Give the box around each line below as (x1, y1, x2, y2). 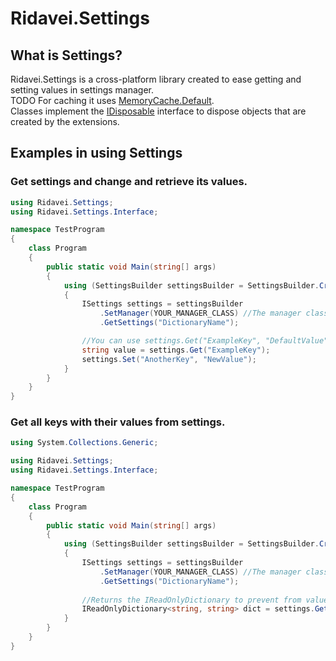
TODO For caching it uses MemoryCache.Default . (10, 95, 215, 106)
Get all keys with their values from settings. (10, 415, 226, 429)
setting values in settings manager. (10, 84, 155, 96)
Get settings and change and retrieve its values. (10, 175, 248, 189)
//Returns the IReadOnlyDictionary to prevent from (81, 595, 302, 605)
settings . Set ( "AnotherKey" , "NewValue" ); (81, 354, 257, 364)
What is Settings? (10, 47, 123, 64)
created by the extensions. (10, 116, 120, 127)
